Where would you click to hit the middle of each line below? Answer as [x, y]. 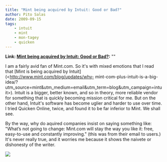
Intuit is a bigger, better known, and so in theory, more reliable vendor [86, 92]
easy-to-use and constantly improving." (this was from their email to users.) [83, 134]
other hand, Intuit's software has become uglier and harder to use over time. [84, 103]
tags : [11, 24]
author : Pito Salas [25, 14]
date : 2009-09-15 [23, 19]
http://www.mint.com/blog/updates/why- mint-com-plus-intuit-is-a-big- [84, 77]
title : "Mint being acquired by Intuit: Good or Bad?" [63, 10]
